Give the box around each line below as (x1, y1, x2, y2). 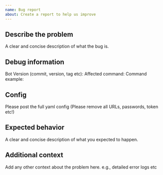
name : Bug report (5, 7, 41, 12)
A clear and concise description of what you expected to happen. (5, 136, 138, 142)
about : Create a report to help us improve (5, 12, 96, 17)
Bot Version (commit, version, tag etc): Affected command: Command (5, 71, 147, 77)
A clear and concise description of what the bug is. (5, 43, 109, 50)
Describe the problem (5, 30, 73, 39)
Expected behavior (5, 123, 65, 132)
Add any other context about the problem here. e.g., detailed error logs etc (5, 164, 157, 170)
